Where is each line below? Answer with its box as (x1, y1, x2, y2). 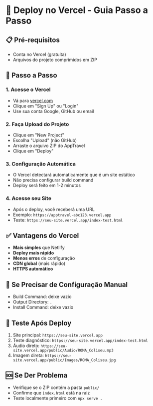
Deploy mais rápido (12, 250, 54, 256)
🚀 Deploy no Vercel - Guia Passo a (5, 4, 149, 16)
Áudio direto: (12, 342, 40, 349)
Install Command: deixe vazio (12, 304, 74, 310)
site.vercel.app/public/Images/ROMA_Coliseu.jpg (12, 357, 116, 363)
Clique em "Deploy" (12, 147, 54, 154)
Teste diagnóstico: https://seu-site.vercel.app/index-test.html (12, 337, 149, 343)
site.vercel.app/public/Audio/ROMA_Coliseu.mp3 (12, 348, 114, 353)
